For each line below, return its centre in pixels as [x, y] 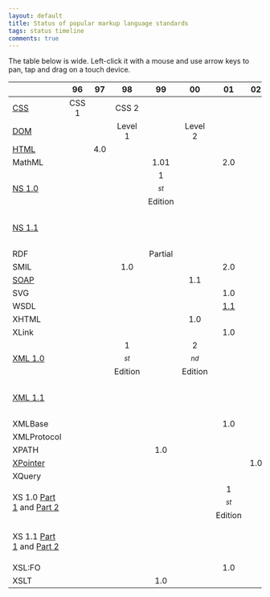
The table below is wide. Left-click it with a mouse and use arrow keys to [129, 61]
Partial [161, 254]
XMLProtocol [37, 437]
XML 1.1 [29, 397]
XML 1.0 [29, 359]
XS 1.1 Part [34, 537]
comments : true [34, 38]
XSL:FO [27, 568]
